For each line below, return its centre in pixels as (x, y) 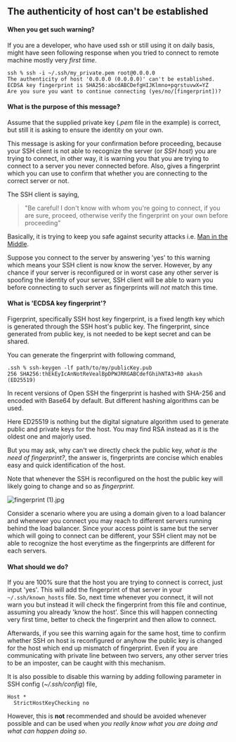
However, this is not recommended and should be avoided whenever (107, 716)
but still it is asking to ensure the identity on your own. (85, 130)
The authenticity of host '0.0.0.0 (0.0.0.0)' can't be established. (111, 79)
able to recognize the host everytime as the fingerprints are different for (111, 543)
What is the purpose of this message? (64, 107)
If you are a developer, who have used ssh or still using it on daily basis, (111, 45)
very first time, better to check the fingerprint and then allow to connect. (112, 620)
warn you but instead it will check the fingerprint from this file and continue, (117, 605)
